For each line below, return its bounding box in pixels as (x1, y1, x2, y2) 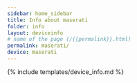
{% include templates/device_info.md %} (7, 67, 125, 76)
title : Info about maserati (7, 17, 89, 24)
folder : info (7, 23, 45, 30)
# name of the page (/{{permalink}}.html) (7, 36, 131, 43)
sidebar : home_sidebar (7, 10, 73, 17)
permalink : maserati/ (7, 42, 70, 49)
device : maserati (7, 49, 57, 56)
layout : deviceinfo (7, 29, 64, 37)
